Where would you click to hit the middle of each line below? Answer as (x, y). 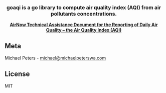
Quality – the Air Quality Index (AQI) (84, 30)
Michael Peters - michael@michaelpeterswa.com (55, 58)
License (17, 74)
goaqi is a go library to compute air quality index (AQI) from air (84, 8)
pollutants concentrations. (84, 14)
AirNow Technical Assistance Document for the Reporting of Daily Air (84, 25)
